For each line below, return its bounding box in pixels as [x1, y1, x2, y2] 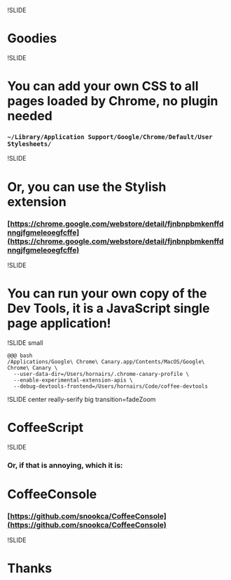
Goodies [7, 31, 57, 46]
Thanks [7, 560, 52, 576]
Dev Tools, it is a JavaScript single [7, 301, 210, 316]
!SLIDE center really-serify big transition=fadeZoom [7, 395, 156, 403]
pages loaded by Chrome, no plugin [7, 93, 218, 109]
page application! [7, 316, 111, 332]
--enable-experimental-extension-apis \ [13, 377, 133, 384]
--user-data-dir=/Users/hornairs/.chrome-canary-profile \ [13, 370, 190, 377]
